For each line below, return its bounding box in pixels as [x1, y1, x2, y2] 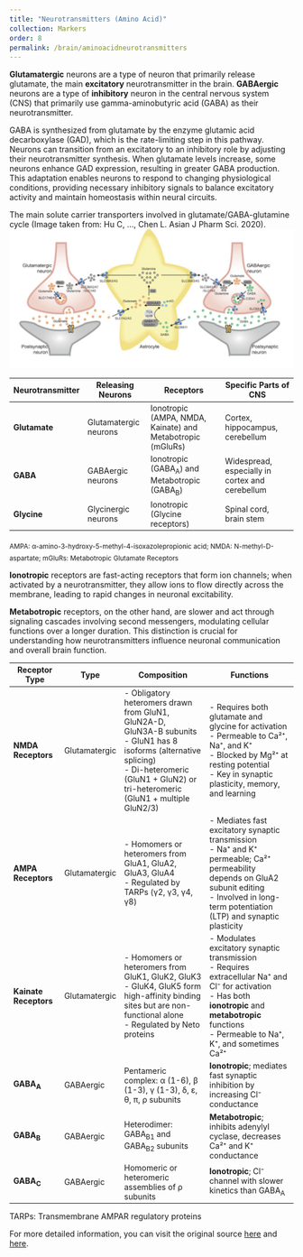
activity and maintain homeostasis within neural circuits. [9, 192, 218, 203]
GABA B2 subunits [124, 1140, 189, 1153]
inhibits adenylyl [208, 1121, 271, 1132]
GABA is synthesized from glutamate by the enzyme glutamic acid [9, 125, 255, 135]
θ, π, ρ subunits [124, 1094, 182, 1104]
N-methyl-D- [234, 541, 274, 550]
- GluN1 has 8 [124, 735, 179, 746]
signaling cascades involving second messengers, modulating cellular [9, 615, 270, 626]
